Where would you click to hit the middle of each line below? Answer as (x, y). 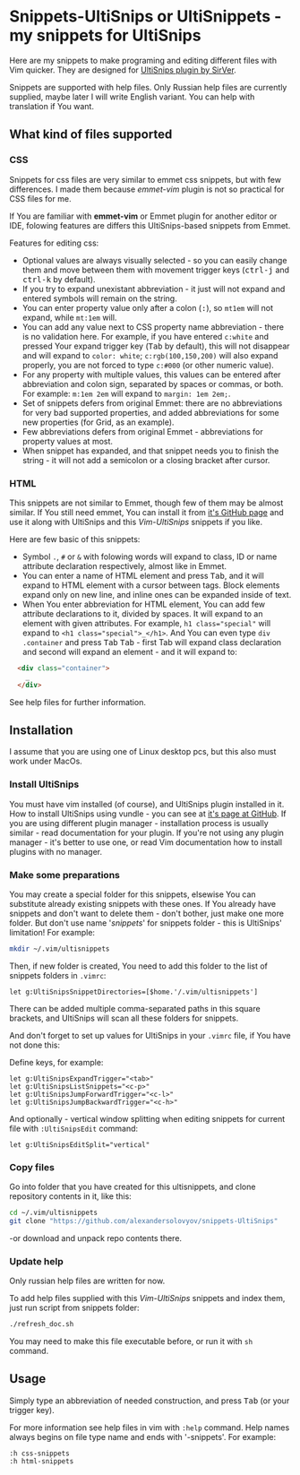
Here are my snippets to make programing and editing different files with (143, 60)
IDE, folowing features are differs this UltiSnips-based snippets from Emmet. (150, 225)
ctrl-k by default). (59, 279)
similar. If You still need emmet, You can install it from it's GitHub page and (146, 512)
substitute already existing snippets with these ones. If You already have (142, 903)
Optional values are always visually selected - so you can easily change (154, 260)
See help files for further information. (77, 702)
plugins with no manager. (56, 851)
